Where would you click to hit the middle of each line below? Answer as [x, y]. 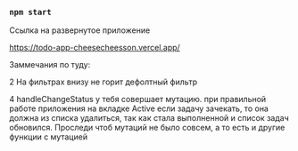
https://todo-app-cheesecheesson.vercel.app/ [95, 48]
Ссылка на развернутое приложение [80, 30]
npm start [30, 12]
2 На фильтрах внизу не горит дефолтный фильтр [103, 82]
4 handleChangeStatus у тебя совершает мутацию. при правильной [138, 99]
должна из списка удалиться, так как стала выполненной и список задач [149, 118]
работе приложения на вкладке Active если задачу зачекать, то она [139, 108]
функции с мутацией [48, 137]
